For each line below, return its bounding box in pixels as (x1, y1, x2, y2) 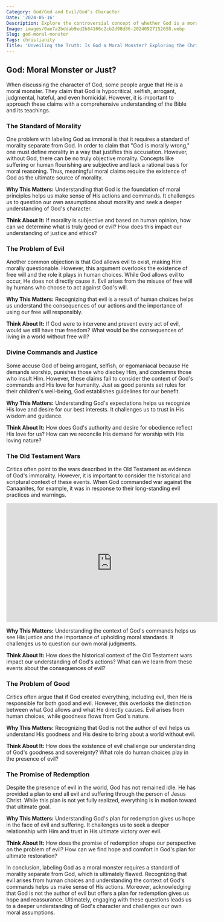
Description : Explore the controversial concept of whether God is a (6, 20, 185, 26)
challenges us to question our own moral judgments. (6, 640, 137, 647)
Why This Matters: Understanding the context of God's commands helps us (6, 627, 196, 634)
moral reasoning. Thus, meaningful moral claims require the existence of (6, 167, 187, 175)
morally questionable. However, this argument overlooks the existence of (6, 265, 188, 272)
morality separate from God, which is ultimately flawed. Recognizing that (6, 871, 187, 878)
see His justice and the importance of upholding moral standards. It (6, 633, 174, 640)
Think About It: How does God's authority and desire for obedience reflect (6, 424, 193, 431)
